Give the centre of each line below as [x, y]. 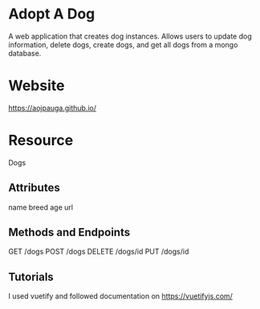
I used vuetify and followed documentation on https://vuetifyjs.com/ [120, 296]
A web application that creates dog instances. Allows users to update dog [130, 36]
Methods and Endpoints [69, 232]
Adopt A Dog [52, 14]
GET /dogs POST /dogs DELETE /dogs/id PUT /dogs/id [99, 252]
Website [37, 86]
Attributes [34, 188]
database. [25, 53]
